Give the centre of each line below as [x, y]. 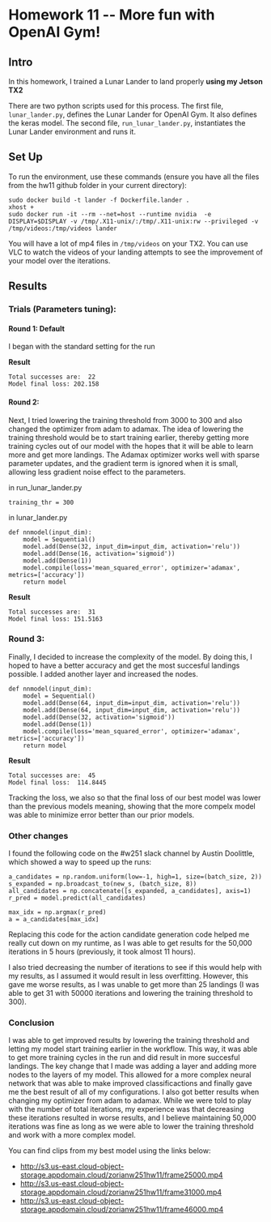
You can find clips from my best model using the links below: [110, 1151]
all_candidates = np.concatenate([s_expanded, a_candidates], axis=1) [130, 891]
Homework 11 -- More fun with [112, 15]
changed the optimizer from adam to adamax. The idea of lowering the [126, 429]
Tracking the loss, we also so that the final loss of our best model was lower [135, 797]
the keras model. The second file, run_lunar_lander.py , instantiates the [127, 123]
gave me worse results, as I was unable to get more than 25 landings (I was [134, 985]
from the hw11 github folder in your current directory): [98, 185]
